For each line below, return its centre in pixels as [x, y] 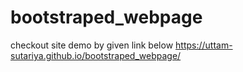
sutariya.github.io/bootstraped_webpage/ [96, 55]
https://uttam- [204, 45]
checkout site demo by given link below [92, 45]
